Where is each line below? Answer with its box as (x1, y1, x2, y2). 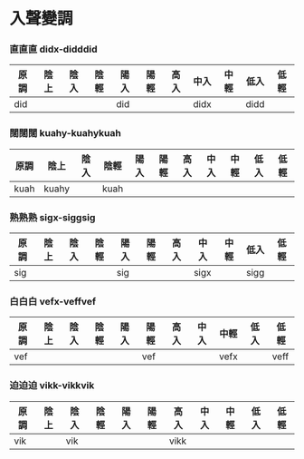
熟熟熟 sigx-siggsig (9, 210, 96, 223)
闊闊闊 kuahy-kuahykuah (9, 127, 122, 140)
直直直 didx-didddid (9, 43, 98, 55)
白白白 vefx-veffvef (9, 296, 97, 308)
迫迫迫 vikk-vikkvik (9, 379, 95, 392)
